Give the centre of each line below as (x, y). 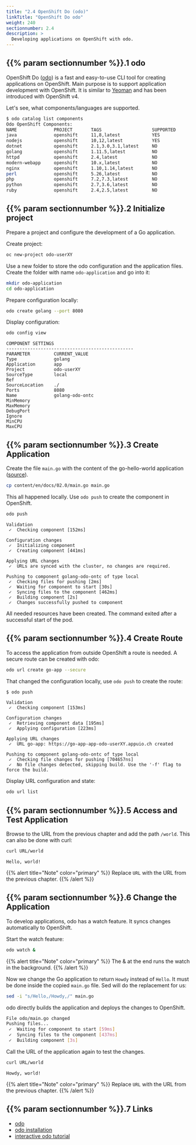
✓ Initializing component (42, 545)
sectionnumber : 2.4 (30, 28)
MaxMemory (18, 406)
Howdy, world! (24, 1073)
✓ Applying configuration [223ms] (52, 729)
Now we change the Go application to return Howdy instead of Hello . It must (98, 979)
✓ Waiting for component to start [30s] (60, 587)
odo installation (33, 1130)
